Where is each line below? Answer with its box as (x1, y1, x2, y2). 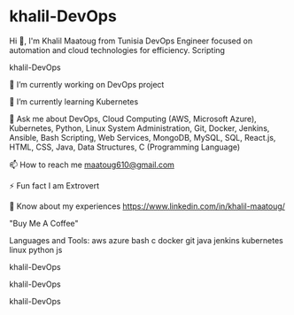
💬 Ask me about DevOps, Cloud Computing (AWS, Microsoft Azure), (9, 113, 257, 124)
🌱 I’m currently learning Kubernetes (9, 96, 139, 107)
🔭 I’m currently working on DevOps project (9, 79, 165, 89)
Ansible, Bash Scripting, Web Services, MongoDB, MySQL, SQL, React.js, (9, 132, 276, 142)
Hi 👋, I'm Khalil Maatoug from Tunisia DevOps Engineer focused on (9, 35, 253, 46)
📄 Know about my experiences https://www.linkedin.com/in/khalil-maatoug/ (9, 201, 286, 211)
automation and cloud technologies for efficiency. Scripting (9, 44, 226, 55)
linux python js (9, 244, 63, 255)
